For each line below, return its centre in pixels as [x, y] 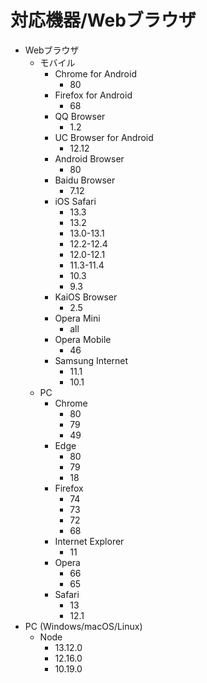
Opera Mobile [83, 339]
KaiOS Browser [86, 297]
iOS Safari [75, 201]
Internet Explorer [89, 541]
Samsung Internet [91, 360]
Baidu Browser [85, 180]
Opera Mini [77, 318]
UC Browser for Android [104, 137]
